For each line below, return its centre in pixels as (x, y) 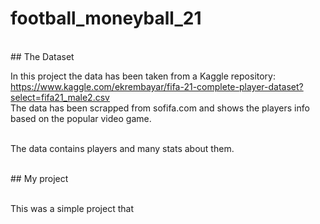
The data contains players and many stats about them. (122, 148)
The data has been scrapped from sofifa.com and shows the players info (160, 108)
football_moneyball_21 (106, 18)
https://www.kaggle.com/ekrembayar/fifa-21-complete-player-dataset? (157, 86)
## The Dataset (42, 56)
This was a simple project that (72, 208)
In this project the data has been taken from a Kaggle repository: (143, 76)
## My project (39, 178)
